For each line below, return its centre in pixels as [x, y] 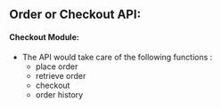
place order [57, 66]
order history [59, 94]
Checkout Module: [45, 37]
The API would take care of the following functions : [117, 57]
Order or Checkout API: [75, 15]
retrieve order [61, 75]
